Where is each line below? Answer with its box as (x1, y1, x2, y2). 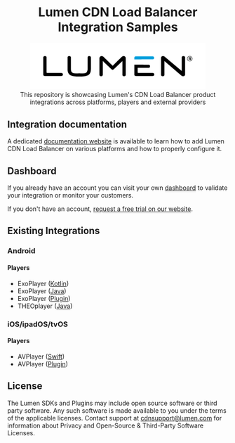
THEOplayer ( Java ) (17, 302, 73, 310)
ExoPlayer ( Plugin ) (17, 294, 71, 302)
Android (7, 246, 36, 256)
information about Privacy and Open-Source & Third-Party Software (7, 421, 204, 430)
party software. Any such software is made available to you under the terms (7, 406, 227, 415)
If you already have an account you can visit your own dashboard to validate (7, 184, 228, 192)
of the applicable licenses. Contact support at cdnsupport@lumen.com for (7, 413, 222, 422)
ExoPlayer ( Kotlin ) (17, 279, 69, 288)
